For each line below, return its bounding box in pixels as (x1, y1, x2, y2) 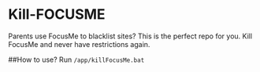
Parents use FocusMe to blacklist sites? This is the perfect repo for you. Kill (8, 31, 253, 41)
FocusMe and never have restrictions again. (8, 39, 150, 49)
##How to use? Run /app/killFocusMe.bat (8, 55, 145, 64)
